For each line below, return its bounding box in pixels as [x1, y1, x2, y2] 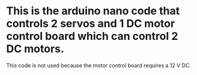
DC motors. [6, 42, 64, 56]
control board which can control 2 [6, 30, 178, 43]
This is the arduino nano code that [6, 4, 180, 18]
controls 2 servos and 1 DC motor [6, 17, 175, 30]
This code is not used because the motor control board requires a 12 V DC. [6, 61, 191, 69]
